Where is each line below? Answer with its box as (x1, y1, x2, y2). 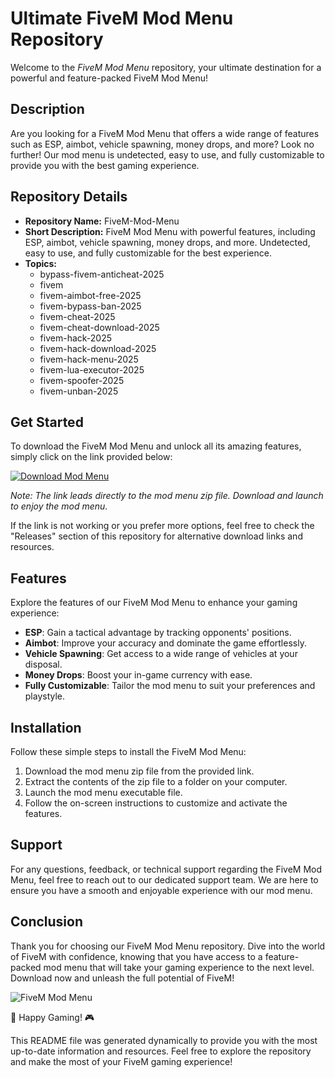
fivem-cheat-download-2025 (39, 321, 160, 333)
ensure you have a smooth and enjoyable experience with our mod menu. (10, 884, 313, 896)
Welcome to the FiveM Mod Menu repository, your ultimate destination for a (10, 61, 322, 73)
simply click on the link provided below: (10, 451, 173, 463)
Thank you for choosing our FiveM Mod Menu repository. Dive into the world (10, 940, 326, 952)
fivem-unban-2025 (39, 385, 119, 397)
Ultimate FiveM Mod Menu (10, 7, 234, 30)
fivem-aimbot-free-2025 (39, 289, 142, 301)
